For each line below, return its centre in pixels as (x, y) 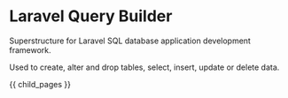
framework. (30, 49)
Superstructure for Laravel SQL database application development (130, 41)
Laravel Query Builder (91, 16)
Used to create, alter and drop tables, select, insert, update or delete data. (144, 67)
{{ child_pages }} (40, 84)
